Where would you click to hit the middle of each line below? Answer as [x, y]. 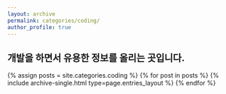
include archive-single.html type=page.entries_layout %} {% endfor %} [112, 83]
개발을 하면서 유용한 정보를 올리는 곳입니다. [96, 58]
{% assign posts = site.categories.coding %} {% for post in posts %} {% [113, 75]
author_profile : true [39, 27]
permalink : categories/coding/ [54, 21]
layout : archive [31, 14]
